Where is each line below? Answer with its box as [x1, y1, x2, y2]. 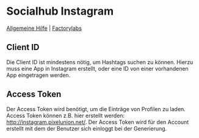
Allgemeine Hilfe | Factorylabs [6, 24, 82, 32]
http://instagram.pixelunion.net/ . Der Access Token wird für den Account [6, 118, 189, 126]
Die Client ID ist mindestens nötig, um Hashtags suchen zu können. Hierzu [6, 58, 194, 65]
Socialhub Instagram [6, 4, 114, 18]
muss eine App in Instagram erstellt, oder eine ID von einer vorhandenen [6, 65, 189, 72]
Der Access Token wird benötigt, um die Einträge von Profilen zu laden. [6, 105, 186, 112]
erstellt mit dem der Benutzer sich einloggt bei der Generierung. [6, 125, 167, 132]
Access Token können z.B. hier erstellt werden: [6, 112, 125, 119]
